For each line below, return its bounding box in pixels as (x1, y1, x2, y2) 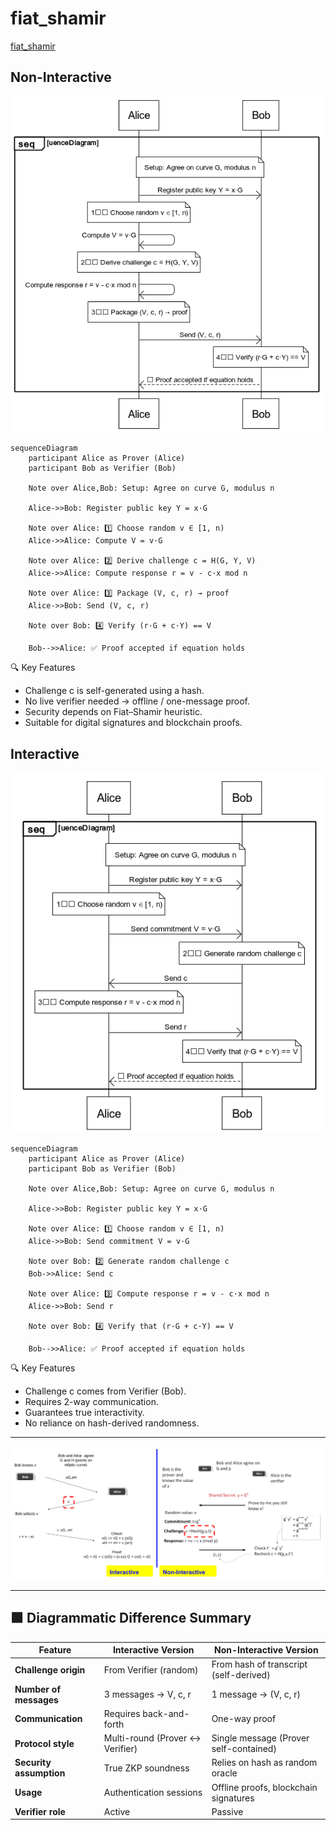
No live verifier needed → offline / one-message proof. (24, 695, 250, 707)
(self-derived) (211, 1669, 271, 1681)
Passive (211, 1805, 244, 1817)
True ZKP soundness (103, 1762, 190, 1774)
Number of (14, 1683, 61, 1695)
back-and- (142, 1707, 190, 1719)
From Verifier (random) (103, 1663, 199, 1676)
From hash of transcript (211, 1658, 308, 1671)
